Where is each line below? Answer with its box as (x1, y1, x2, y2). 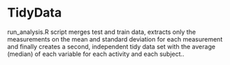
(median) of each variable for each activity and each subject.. (7, 50, 185, 58)
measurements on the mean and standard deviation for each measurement (7, 35, 223, 43)
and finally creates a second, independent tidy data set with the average (7, 42, 215, 50)
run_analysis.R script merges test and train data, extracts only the (7, 28, 196, 36)
